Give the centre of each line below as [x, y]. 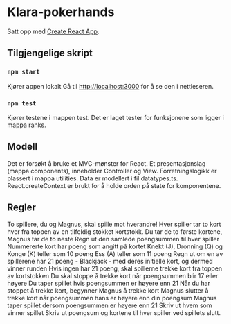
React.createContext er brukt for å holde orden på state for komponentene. [114, 185]
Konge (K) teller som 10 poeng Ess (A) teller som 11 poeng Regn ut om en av [115, 253]
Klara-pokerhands [61, 12]
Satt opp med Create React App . [53, 31]
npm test [22, 103]
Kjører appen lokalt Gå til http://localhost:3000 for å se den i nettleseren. [111, 86]
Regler [22, 208]
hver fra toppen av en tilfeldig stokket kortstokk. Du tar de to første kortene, [115, 231]
